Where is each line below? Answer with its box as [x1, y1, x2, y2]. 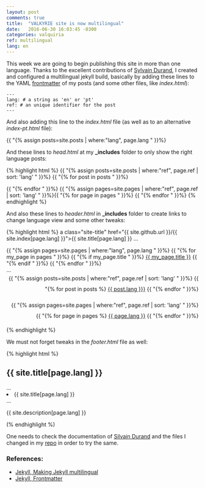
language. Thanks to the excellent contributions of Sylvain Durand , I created [6, 66, 198, 73]
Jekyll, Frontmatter [15, 475, 63, 482]
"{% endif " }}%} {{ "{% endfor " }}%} [6, 260, 102, 267]
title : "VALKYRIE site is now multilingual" [6, 20, 124, 26]
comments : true [6, 15, 45, 21]
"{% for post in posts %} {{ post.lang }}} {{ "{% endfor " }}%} [45, 285, 199, 293]
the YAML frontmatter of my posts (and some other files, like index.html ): [6, 79, 189, 86]
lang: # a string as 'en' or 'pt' [6, 96, 95, 103]
